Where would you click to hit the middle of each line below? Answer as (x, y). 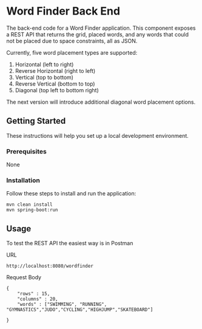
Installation (23, 180)
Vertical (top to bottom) (44, 77)
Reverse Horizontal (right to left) (55, 70)
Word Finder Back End (63, 11)
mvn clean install (29, 205)
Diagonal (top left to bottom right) (57, 90)
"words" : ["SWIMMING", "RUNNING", (62, 305)
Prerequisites (26, 151)
